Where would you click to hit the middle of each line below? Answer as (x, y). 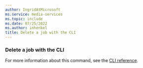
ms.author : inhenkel (26, 28)
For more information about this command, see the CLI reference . (72, 61)
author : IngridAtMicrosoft (33, 10)
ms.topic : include (24, 19)
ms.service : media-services (34, 14)
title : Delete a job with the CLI (41, 33)
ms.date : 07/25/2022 (26, 23)
